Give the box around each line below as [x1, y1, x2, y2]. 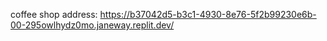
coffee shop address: [10, 9, 98, 20]
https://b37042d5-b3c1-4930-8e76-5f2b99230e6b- [99, 9, 317, 20]
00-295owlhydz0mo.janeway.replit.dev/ [10, 19, 175, 31]
